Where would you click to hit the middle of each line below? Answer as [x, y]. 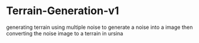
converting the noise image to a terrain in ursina [65, 33]
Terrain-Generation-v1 [63, 11]
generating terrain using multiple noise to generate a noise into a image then [99, 27]
